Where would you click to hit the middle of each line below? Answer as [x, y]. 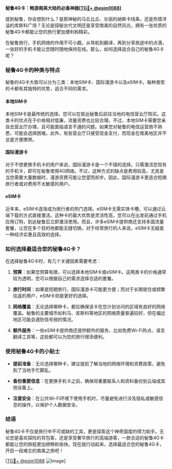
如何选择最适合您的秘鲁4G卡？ [43, 249]
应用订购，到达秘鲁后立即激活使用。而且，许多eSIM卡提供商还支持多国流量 [85, 221]
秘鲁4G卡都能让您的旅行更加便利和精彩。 [49, 32]
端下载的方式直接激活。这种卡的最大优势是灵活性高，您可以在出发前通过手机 [86, 215]
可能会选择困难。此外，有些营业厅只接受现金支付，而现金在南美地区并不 [90, 133]
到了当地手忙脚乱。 [33, 370]
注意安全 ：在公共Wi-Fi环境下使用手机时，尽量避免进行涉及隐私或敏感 [86, 398]
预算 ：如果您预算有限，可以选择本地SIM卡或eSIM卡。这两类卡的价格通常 [89, 272]
